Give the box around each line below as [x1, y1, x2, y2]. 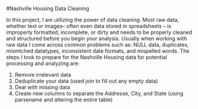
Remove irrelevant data [14, 71, 72, 78]
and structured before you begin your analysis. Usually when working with [6, 35, 187, 42]
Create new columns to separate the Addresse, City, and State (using [14, 90, 184, 97]
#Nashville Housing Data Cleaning [6, 5, 90, 12]
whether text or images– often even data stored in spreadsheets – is [6, 23, 171, 29]
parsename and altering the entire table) [14, 96, 113, 103]
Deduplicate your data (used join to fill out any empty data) [14, 77, 158, 84]
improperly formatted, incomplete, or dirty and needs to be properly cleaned [6, 29, 193, 36]
